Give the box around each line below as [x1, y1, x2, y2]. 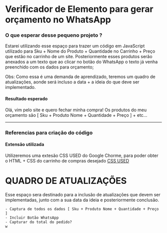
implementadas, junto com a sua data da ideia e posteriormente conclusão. [5, 197, 159, 203]
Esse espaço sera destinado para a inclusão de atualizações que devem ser [5, 191, 161, 197]
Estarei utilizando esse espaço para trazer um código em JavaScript [5, 43, 145, 49]
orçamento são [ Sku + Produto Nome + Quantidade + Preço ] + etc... [5, 112, 148, 118]
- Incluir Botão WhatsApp [5, 215, 59, 220]
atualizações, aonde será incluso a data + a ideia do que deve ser [5, 79, 140, 85]
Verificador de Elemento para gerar [5, 3, 154, 15]
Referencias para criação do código [5, 129, 93, 136]
